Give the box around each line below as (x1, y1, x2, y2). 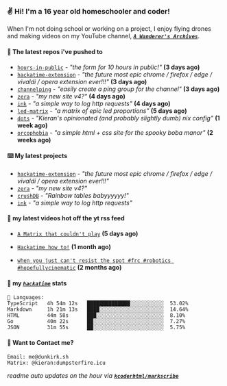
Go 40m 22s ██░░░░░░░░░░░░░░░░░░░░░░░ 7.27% (7, 318, 186, 325)
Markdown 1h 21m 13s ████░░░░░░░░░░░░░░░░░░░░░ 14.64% (7, 306, 189, 313)
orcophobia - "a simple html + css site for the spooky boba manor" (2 (16, 128, 214, 136)
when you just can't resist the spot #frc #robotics (16, 257, 171, 264)
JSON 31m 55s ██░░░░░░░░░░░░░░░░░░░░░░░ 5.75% (7, 324, 186, 331)
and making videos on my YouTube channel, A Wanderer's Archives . (7, 32, 200, 40)
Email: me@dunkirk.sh (7, 354, 69, 361)
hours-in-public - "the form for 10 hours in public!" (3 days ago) (16, 63, 200, 71)
